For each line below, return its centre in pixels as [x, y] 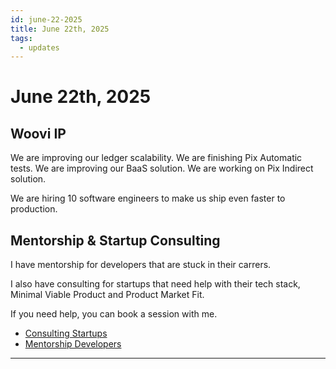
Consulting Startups [66, 333]
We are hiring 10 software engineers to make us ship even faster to [148, 198]
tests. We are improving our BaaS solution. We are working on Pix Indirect [162, 168]
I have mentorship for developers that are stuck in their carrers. [141, 265]
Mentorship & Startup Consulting [115, 240]
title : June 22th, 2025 [60, 29]
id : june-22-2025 [46, 19]
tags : [21, 38]
